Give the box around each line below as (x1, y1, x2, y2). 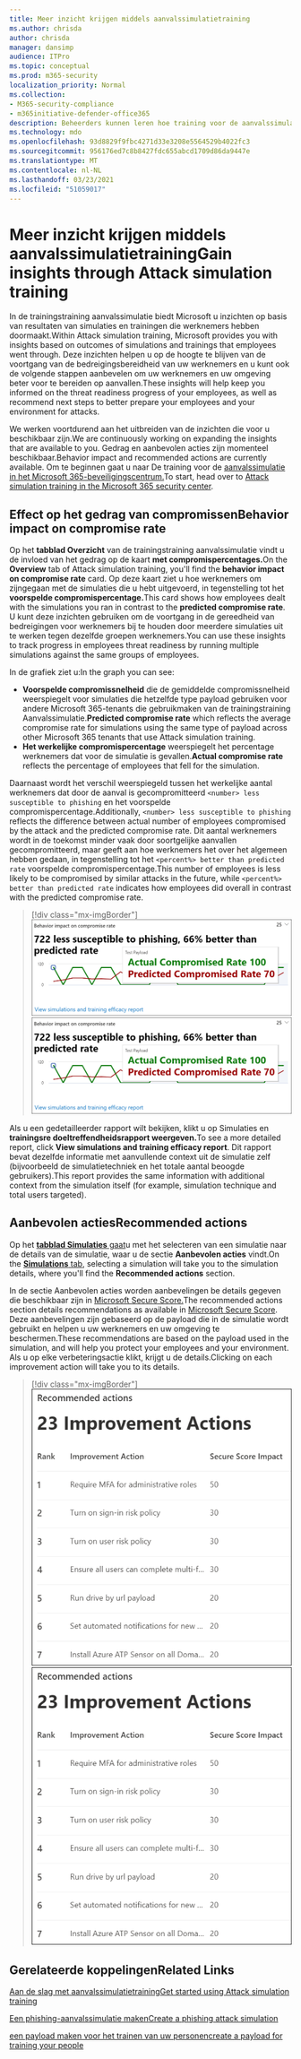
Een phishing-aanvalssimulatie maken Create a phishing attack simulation (9, 2013, 279, 2023)
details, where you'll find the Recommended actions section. (9, 1267, 236, 1278)
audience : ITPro (9, 52, 70, 62)
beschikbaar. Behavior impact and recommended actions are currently (9, 453, 267, 463)
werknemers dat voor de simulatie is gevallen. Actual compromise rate (21, 751, 284, 762)
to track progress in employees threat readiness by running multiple (9, 640, 260, 651)
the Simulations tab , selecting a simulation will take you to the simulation (9, 1258, 279, 1268)
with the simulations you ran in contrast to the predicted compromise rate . (9, 601, 286, 613)
